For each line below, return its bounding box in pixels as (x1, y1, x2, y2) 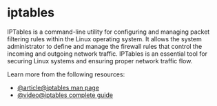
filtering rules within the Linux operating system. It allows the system (7, 34, 202, 43)
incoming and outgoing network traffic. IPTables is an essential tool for (7, 50, 208, 58)
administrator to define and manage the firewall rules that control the (7, 42, 203, 50)
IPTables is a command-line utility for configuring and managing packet (7, 28, 210, 36)
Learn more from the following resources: (7, 70, 125, 78)
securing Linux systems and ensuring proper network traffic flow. (7, 56, 193, 65)
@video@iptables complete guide (17, 91, 114, 99)
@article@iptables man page (17, 83, 100, 92)
